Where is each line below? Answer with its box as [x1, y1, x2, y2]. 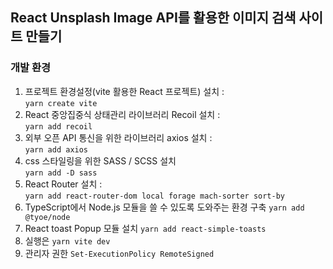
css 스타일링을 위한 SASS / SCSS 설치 [24, 154, 177, 167]
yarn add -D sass [24, 168, 98, 178]
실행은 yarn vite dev [24, 234, 111, 247]
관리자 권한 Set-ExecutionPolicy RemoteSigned [24, 247, 215, 259]
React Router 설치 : [24, 178, 103, 190]
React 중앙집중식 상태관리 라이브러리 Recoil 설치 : [24, 108, 221, 120]
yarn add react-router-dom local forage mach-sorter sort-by [24, 191, 286, 201]
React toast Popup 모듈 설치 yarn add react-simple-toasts [24, 222, 267, 234]
